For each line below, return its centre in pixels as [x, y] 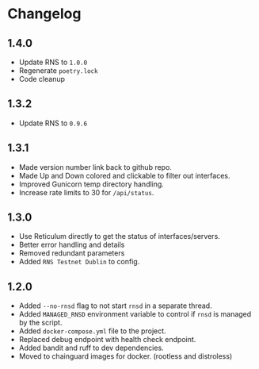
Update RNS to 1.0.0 [53, 62]
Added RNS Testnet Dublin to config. [79, 262]
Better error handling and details [72, 245]
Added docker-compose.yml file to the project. [93, 331]
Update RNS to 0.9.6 [53, 123]
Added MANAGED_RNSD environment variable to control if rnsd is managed [135, 314]
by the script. [40, 323]
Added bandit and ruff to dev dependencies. [91, 348]
